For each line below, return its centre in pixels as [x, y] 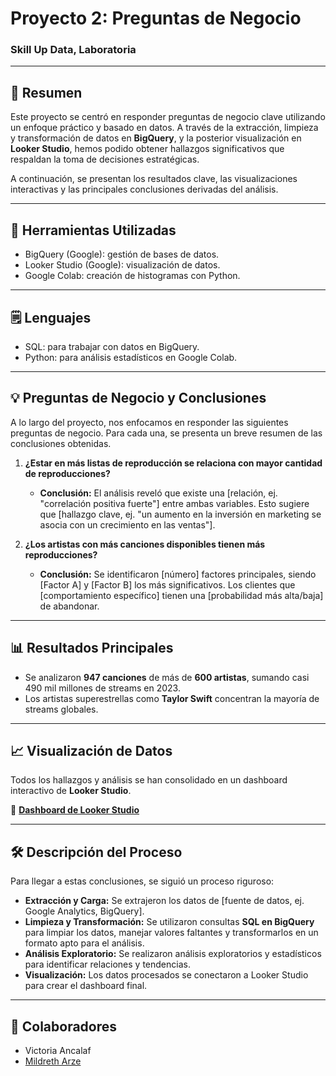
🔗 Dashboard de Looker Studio [75, 810]
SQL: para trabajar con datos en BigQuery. [112, 346]
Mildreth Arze [53, 1061]
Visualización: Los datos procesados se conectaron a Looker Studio [166, 975]
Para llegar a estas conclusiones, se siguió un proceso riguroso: [142, 881]
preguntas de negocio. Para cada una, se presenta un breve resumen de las [166, 433]
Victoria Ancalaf [58, 1050]
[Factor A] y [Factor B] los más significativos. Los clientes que [167, 584]
